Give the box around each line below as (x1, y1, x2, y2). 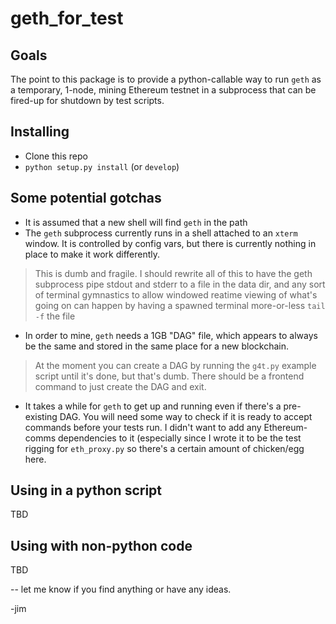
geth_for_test (10, 7, 124, 30)
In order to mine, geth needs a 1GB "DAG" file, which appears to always (24, 329, 318, 341)
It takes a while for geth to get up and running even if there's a (24, 400, 282, 412)
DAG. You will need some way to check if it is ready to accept (59, 410, 313, 422)
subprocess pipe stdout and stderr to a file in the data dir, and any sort (34, 278, 326, 290)
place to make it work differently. (24, 248, 161, 260)
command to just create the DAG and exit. (34, 380, 207, 392)
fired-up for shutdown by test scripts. (10, 95, 165, 106)
